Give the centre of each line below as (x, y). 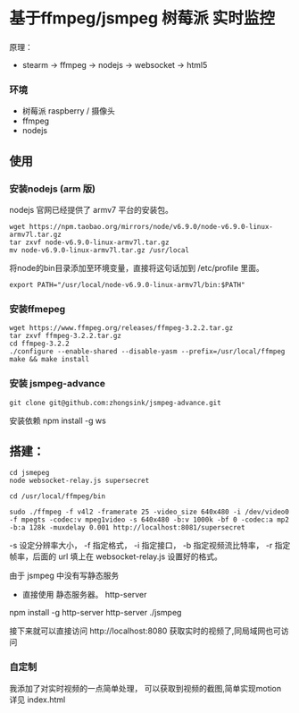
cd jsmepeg (29, 472)
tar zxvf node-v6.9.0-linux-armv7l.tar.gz (89, 242)
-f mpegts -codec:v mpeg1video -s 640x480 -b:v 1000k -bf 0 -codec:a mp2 (149, 520)
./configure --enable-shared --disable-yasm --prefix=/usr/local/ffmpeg (147, 352)
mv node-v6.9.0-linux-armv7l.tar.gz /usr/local (100, 250)
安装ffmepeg (37, 310)
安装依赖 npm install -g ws (58, 420)
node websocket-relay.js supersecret (79, 480)
